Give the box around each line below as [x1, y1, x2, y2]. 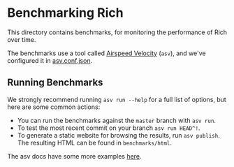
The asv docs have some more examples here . [7, 152, 142, 160]
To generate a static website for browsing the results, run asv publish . [17, 131, 220, 139]
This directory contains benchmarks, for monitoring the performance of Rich [7, 28, 228, 36]
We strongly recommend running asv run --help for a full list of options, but [7, 95, 227, 103]
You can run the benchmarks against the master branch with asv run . [17, 116, 217, 124]
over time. [7, 35, 36, 43]
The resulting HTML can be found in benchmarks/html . [17, 138, 173, 147]
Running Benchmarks [7, 77, 103, 89]
